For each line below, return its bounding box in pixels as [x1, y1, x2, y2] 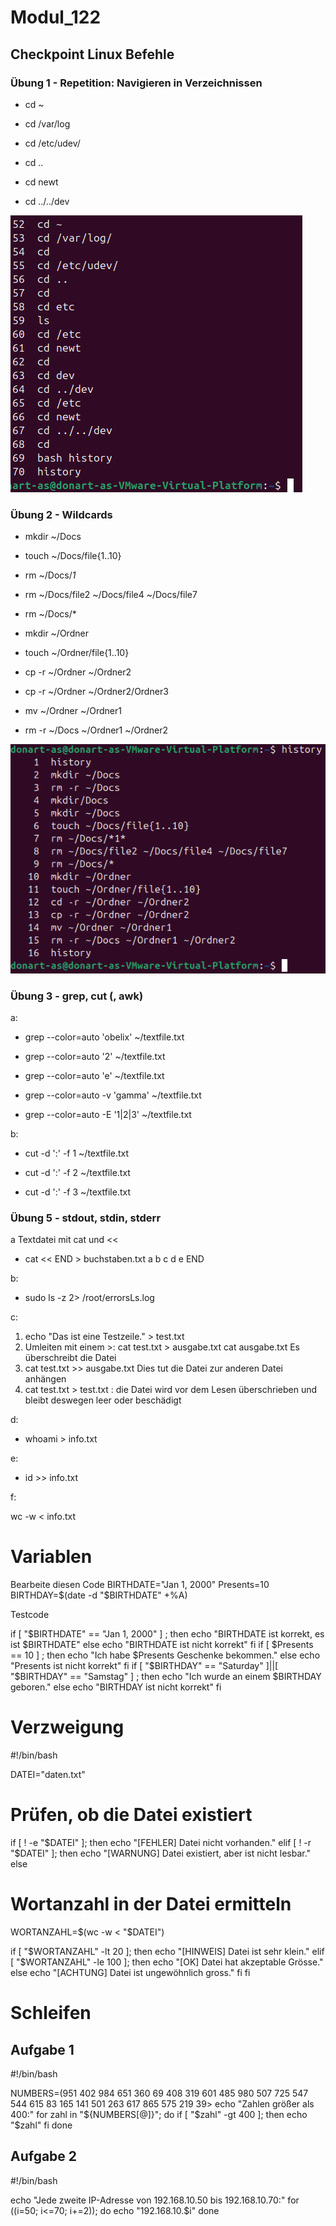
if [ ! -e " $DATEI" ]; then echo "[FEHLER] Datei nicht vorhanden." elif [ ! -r [10, 1837, 312, 1849]
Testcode [10, 1609, 50, 1621]
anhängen [24, 1373, 67, 1385]
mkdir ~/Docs [24, 531, 82, 543]
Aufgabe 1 [10, 2041, 75, 2058]
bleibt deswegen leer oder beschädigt [24, 1394, 182, 1406]
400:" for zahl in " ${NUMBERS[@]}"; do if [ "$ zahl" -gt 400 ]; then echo [10, 2108, 308, 2120]
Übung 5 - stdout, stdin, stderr [10, 1211, 162, 1225]
